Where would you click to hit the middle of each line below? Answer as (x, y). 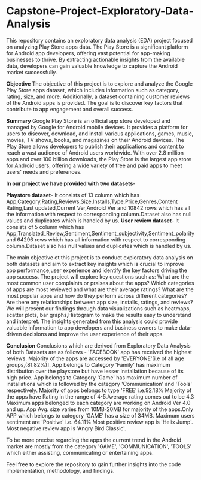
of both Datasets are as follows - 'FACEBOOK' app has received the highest (99, 352)
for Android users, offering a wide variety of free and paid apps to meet (94, 165)
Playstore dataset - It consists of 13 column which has (73, 195)
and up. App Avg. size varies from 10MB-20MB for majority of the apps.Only (100, 409)
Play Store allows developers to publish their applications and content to (95, 146)
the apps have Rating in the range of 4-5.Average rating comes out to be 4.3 (100, 396)
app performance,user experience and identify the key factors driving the (97, 270)
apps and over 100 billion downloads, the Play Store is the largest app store (99, 159)
